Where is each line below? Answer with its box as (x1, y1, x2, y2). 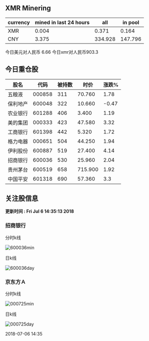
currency (8, 19, 30, 26)
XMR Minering (5, 4, 51, 13)
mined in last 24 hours (35, 19, 90, 26)
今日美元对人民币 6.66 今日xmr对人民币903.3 (5, 49, 99, 55)
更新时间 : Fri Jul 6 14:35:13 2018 (5, 208, 74, 215)
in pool (122, 19, 139, 26)
